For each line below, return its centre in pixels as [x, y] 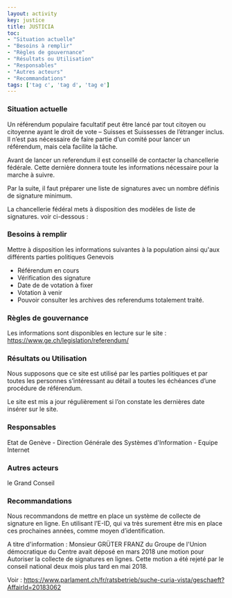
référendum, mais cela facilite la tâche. [62, 146]
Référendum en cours [48, 270]
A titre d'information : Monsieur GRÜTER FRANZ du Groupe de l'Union [107, 544]
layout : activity [32, 14]
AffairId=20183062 [34, 588]
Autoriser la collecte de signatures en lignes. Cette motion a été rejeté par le [116, 559]
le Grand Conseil [31, 483]
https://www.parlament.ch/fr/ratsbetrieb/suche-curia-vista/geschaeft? [124, 580]
